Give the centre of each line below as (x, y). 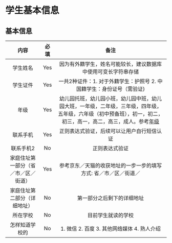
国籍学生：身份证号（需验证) (110, 89)
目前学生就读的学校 (111, 215)
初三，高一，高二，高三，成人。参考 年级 (111, 121)
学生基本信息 (33, 10)
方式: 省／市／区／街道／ (111, 173)
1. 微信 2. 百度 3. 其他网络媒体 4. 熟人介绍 (111, 229)
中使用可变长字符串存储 (111, 72)
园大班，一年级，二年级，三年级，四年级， (111, 106)
